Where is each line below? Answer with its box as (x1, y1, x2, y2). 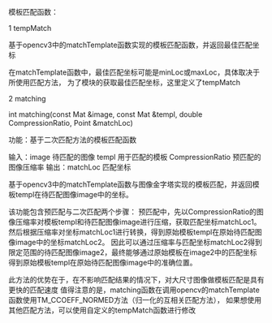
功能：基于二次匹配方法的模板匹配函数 (8, 135, 136, 144)
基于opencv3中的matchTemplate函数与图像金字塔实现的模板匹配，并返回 (8, 179, 253, 189)
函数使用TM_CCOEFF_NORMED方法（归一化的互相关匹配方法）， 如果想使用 (8, 295, 262, 304)
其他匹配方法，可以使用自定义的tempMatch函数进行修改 (8, 305, 196, 315)
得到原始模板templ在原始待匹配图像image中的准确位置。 (8, 258, 197, 267)
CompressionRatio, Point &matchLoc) (8, 118, 134, 127)
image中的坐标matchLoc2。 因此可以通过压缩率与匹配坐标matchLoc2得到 (15, 238, 262, 247)
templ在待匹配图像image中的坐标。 (15, 190, 134, 199)
